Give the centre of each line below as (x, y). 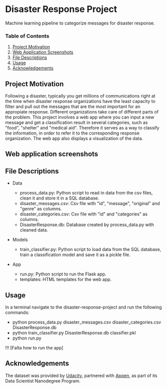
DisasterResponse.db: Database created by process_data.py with (87, 225)
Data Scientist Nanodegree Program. (43, 380)
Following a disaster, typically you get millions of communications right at (80, 96)
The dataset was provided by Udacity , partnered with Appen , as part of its (81, 375)
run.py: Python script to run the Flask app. (63, 274)
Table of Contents (27, 36)
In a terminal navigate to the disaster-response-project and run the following (83, 307)
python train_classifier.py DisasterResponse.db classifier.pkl (74, 333)
